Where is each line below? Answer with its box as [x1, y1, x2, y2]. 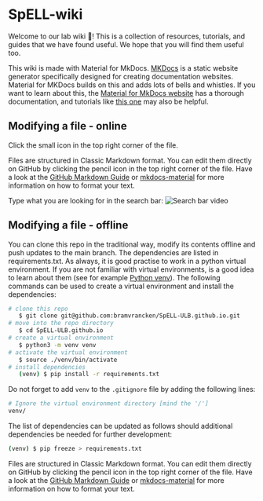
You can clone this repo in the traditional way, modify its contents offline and [8, 240, 256, 249]
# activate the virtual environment [8, 348, 128, 357]
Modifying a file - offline [8, 218, 129, 232]
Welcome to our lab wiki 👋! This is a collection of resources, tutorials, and [8, 31, 246, 41]
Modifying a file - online [8, 119, 127, 133]
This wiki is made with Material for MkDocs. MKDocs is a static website [8, 63, 239, 72]
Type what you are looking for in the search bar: [8, 196, 163, 205]
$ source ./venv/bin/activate [18, 356, 118, 364]
